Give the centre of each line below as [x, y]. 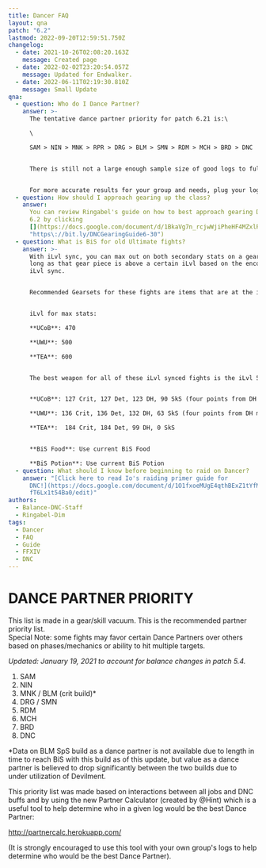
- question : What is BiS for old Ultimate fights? [101, 242]
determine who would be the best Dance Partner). [90, 856]
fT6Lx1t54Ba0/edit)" [63, 493]
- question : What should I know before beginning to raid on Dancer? [132, 470]
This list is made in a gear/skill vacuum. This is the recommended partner [127, 620]
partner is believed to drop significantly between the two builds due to [123, 767]
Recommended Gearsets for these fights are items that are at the [141, 293]
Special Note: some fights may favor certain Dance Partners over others [125, 637]
